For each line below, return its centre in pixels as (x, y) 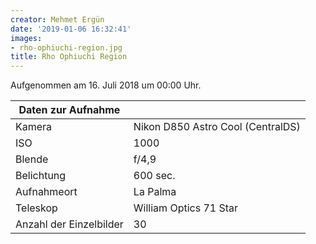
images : (26, 38)
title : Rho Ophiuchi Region (69, 57)
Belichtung (41, 176)
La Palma (155, 192)
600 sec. (154, 176)
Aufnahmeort (46, 192)
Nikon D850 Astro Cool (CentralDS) (217, 127)
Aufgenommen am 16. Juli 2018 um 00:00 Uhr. (106, 85)
